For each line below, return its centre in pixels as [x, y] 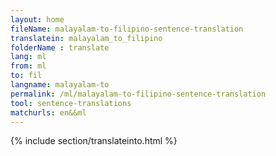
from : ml [28, 66]
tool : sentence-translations [71, 103]
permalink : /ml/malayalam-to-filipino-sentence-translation [138, 94]
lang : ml [28, 57]
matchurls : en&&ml [48, 112]
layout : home [37, 19]
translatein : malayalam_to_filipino [86, 38]
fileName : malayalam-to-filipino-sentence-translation [127, 29]
